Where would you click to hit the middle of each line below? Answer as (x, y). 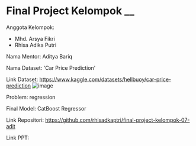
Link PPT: (18, 138)
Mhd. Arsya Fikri (35, 38)
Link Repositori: (25, 120)
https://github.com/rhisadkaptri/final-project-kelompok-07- (118, 120)
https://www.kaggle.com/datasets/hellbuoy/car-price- (105, 79)
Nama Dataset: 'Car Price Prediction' (51, 68)
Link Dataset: (22, 79)
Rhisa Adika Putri (36, 45)
